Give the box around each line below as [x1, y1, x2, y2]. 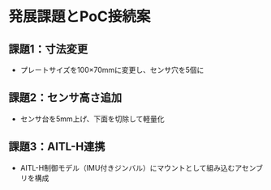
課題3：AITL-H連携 [8, 140, 105, 154]
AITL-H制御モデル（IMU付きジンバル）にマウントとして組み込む [19, 163, 235, 172]
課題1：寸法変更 [8, 42, 88, 56]
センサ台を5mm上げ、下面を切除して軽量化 [19, 114, 165, 124]
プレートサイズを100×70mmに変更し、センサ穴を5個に [19, 65, 204, 74]
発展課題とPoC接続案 [8, 7, 151, 26]
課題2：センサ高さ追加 [8, 91, 123, 105]
